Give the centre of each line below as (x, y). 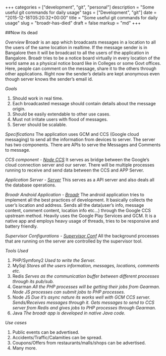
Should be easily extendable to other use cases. (61, 114)
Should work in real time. (38, 98)
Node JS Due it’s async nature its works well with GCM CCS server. (81, 297)
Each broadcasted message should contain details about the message (84, 103)
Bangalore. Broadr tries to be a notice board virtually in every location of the (83, 58)
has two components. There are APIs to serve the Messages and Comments (83, 145)
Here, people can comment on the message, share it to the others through (81, 68)
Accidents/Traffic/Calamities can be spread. (57, 337)
